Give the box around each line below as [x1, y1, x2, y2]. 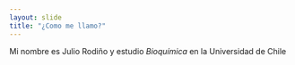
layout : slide [9, 12, 63, 22]
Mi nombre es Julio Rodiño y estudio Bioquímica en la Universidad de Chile [9, 45, 287, 56]
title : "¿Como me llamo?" [9, 21, 106, 30]
